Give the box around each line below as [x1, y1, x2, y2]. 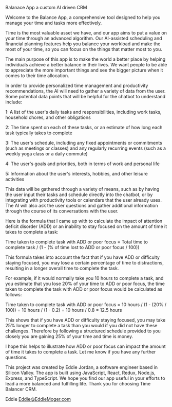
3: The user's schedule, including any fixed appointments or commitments [5, 140, 163, 146]
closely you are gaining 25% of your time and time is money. [5, 333, 133, 339]
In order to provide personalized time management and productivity [5, 82, 148, 89]
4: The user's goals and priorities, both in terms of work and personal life [5, 161, 160, 167]
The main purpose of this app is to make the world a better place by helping [5, 56, 166, 62]
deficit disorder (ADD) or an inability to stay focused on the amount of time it [5, 223, 167, 229]
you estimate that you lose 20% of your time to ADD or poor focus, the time [5, 280, 165, 287]
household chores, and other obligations [5, 114, 91, 120]
